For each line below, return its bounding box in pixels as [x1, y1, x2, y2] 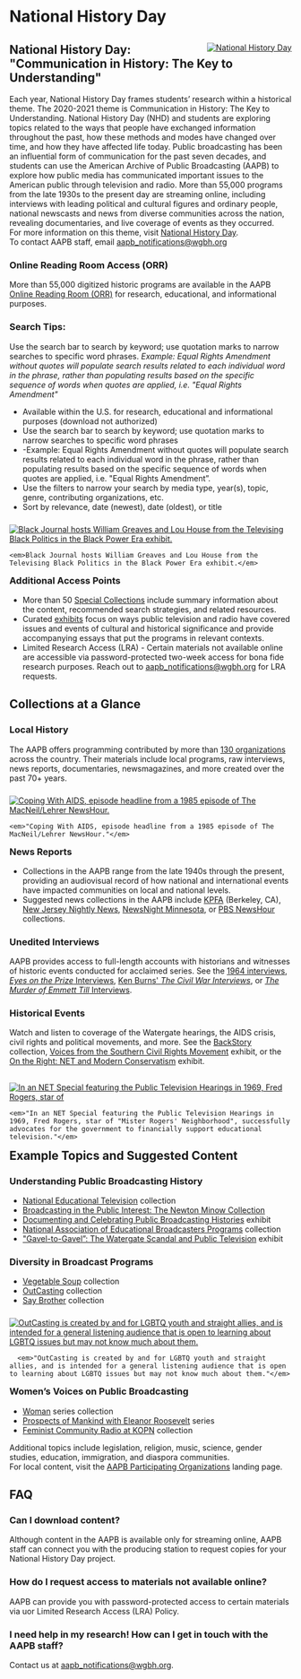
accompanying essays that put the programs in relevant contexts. [21, 632, 264, 643]
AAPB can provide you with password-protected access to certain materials [9, 1596, 289, 1606]
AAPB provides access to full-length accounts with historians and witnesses [9, 956, 291, 967]
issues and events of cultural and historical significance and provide [21, 623, 274, 634]
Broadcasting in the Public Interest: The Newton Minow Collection [21, 1205, 266, 1216]
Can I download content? [9, 1514, 121, 1527]
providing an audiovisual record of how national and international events [21, 875, 289, 886]
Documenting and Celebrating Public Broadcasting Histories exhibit [21, 1215, 271, 1225]
